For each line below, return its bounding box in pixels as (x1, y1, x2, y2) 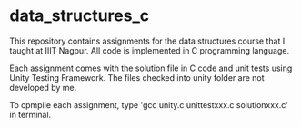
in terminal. (9, 109, 52, 120)
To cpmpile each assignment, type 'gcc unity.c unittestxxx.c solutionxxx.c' (9, 99, 289, 110)
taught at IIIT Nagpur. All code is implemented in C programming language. (9, 44, 289, 55)
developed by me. (9, 82, 77, 93)
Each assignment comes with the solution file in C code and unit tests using (9, 63, 293, 73)
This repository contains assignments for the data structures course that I (9, 35, 286, 46)
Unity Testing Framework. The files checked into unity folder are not (9, 72, 266, 83)
